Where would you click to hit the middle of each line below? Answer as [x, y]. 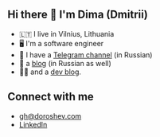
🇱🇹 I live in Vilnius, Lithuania [66, 33]
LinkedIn [33, 124]
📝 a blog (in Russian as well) [65, 63]
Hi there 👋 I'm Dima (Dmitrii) [78, 15]
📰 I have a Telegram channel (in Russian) [86, 55]
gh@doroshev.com [50, 115]
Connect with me [51, 97]
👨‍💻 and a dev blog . [50, 72]
